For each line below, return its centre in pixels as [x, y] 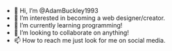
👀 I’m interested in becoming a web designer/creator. [89, 18]
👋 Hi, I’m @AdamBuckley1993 [56, 11]
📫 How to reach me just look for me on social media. [89, 40]
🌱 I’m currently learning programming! [68, 25]
